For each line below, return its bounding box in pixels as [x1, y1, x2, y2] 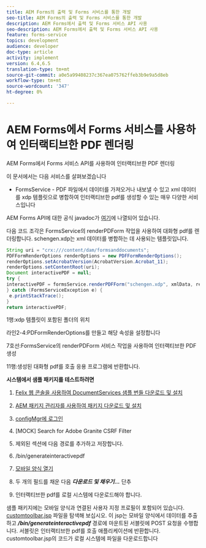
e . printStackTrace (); [9, 292, 64, 299]
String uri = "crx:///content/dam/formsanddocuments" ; [6, 247, 150, 253]
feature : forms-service [6, 32, 67, 38]
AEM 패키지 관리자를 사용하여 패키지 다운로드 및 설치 [15, 402, 142, 409]
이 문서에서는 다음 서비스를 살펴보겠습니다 [6, 173, 107, 180]
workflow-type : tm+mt [6, 77, 62, 84]
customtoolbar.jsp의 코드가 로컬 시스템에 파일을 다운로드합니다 [6, 535, 158, 542]
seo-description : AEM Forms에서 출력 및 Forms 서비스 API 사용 [6, 26, 158, 33]
